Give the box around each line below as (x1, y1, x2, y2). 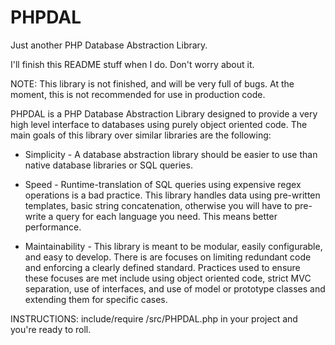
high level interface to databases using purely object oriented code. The (10, 118, 308, 130)
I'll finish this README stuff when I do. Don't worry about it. (10, 58, 255, 70)
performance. (24, 221, 82, 233)
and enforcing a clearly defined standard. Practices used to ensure (24, 261, 301, 273)
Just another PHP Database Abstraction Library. (10, 39, 208, 51)
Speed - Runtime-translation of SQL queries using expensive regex (24, 178, 302, 190)
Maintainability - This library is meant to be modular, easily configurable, (24, 240, 323, 252)
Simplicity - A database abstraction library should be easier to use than (24, 148, 318, 160)
